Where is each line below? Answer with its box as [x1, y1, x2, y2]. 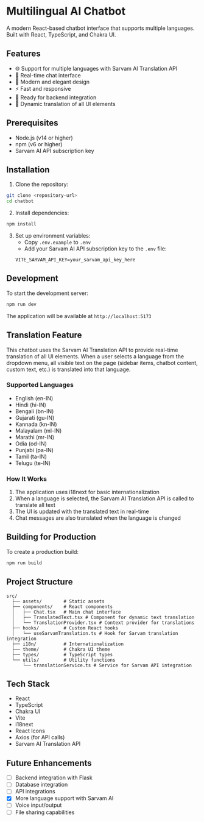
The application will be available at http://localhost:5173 [6, 312, 152, 319]
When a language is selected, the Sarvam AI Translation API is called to [15, 495, 194, 502]
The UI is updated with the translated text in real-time [15, 508, 149, 516]
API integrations [15, 788, 56, 795]
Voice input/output [15, 801, 62, 809]
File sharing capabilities [15, 809, 75, 816]
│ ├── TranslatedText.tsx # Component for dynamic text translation [12, 614, 195, 620]
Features [6, 49, 41, 59]
